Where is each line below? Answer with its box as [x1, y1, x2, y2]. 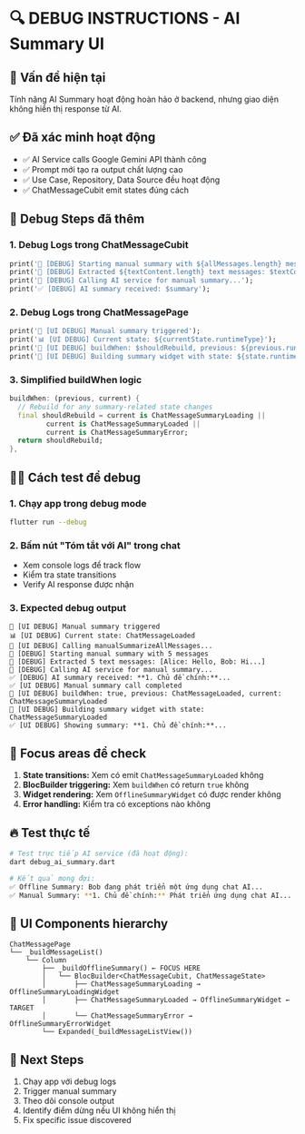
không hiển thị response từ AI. [9, 104, 123, 114]
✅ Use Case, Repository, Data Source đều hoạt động [22, 174, 221, 185]
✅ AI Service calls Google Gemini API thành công [22, 153, 207, 164]
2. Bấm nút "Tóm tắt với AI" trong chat [9, 538, 181, 551]
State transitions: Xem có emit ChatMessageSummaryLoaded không [22, 770, 264, 781]
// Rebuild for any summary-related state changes [17, 402, 213, 411]
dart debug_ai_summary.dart [9, 857, 116, 866]
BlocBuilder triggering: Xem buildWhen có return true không [22, 779, 250, 791]
